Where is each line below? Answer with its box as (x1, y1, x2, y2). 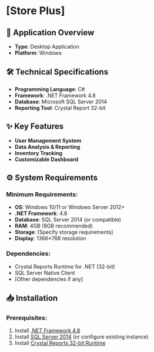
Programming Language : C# (14, 85, 85, 92)
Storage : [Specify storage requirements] (14, 229, 113, 236)
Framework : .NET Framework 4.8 (14, 92, 96, 99)
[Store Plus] (6, 4, 65, 18)
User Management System (14, 137, 82, 144)
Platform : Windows (14, 49, 62, 56)
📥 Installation (6, 293, 58, 303)
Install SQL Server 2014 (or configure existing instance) (14, 333, 149, 340)
